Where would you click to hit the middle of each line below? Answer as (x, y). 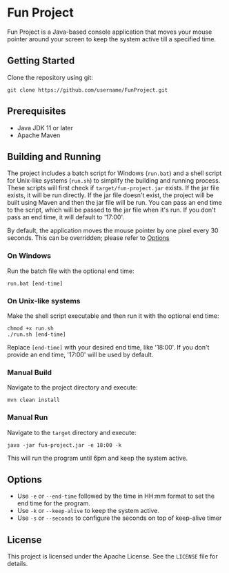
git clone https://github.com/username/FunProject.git (88, 90)
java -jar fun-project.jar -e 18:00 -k (64, 445)
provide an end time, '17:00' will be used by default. (80, 354)
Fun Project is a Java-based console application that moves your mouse (110, 32)
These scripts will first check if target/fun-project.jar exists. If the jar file (113, 188)
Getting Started (41, 61)
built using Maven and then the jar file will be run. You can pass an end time (114, 203)
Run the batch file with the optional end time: (71, 271)
